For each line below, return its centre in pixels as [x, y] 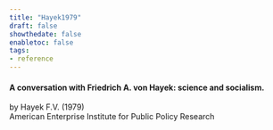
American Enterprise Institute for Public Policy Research [112, 117]
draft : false [33, 26]
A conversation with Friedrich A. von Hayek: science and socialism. [137, 87]
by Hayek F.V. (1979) [47, 107]
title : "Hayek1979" [45, 17]
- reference [31, 59]
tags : [19, 51]
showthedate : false [45, 34]
